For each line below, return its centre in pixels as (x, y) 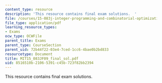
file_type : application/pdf (33, 23)
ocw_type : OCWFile (23, 36)
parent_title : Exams (26, 41)
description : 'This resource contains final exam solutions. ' (71, 14)
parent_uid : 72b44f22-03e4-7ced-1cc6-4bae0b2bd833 (57, 49)
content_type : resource (29, 9)
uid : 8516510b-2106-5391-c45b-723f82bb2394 (49, 63)
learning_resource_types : (31, 27)
